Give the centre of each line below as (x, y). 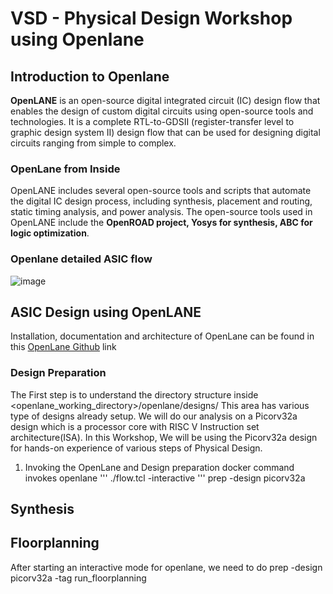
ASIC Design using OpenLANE (106, 312)
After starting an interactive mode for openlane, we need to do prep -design (166, 567)
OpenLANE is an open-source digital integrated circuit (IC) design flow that (165, 100)
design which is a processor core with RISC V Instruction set (135, 426)
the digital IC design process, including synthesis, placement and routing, (161, 201)
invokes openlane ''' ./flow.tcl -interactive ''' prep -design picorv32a (165, 478)
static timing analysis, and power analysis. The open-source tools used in (161, 212)
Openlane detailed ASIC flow (81, 259)
